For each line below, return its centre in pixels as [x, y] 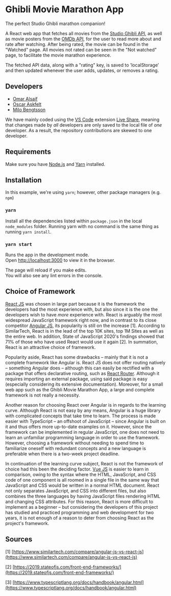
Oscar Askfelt [27, 104]
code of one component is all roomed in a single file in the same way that [82, 480]
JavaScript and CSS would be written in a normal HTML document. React [82, 485]
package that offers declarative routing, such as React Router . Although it [82, 373]
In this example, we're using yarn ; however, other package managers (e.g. [83, 192]
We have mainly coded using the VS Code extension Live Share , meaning [82, 119]
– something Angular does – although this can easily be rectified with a [80, 368]
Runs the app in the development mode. [47, 255]
